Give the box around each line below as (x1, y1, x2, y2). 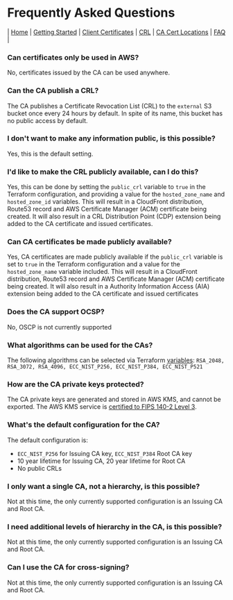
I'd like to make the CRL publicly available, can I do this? (7, 167, 199, 177)
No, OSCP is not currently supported (7, 323, 112, 331)
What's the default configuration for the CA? (7, 420, 160, 430)
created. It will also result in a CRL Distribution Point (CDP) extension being (7, 212, 221, 220)
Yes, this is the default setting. (7, 149, 94, 158)
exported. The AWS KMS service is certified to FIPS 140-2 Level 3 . (7, 403, 197, 411)
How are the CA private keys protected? (7, 379, 144, 389)
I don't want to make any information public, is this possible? (7, 133, 216, 143)
